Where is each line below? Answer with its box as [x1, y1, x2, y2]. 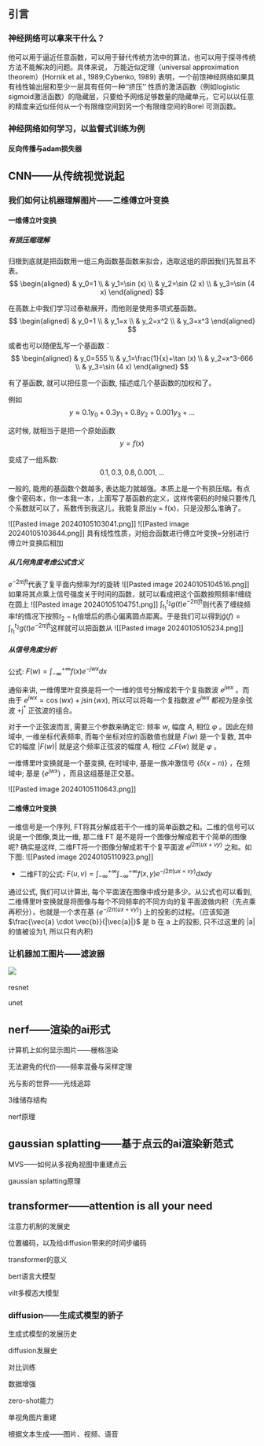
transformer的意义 [8, 1254, 68, 1264]
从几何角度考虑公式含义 [8, 557, 84, 567]
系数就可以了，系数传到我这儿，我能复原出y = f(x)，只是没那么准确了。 [14, 503, 246, 512]
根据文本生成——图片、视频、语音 [8, 1429, 119, 1438]
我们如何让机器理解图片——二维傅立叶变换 [8, 195, 170, 206]
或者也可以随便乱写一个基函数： [8, 341, 112, 350]
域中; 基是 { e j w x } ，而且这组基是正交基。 [8, 767, 139, 778]
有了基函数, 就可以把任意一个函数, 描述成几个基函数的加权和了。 [8, 378, 216, 387]
